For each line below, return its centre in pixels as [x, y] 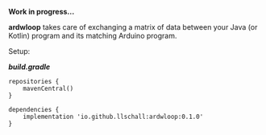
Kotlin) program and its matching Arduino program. [93, 36]
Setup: [19, 51]
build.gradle [29, 67]
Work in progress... [42, 12]
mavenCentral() [48, 88]
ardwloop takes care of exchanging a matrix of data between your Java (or [133, 27]
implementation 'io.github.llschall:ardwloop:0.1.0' [113, 117]
